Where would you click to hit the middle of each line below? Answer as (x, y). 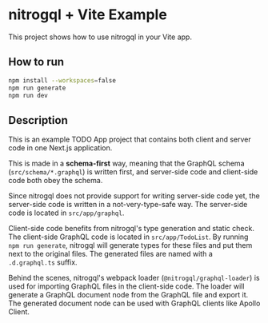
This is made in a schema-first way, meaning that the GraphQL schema (126, 163)
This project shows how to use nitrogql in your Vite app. (100, 37)
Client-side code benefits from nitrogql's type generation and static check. (131, 229)
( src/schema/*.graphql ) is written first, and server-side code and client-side (133, 172)
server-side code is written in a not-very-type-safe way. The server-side (128, 205)
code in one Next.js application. (60, 148)
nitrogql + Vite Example (88, 15)
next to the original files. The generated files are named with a (111, 254)
